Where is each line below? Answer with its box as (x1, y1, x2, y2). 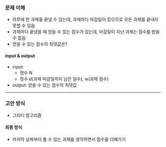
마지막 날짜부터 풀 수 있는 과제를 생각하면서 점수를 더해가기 (12, 137, 126, 142)
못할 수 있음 (12, 23, 36, 29)
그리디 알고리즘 (12, 112, 42, 118)
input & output (5, 53, 36, 59)
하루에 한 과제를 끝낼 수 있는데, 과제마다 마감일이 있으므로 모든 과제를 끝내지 (12, 16, 159, 23)
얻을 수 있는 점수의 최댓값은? (12, 41, 68, 47)
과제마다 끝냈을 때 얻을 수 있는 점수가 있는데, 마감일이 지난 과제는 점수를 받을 (12, 29, 160, 35)
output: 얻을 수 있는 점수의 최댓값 (12, 82, 77, 88)
